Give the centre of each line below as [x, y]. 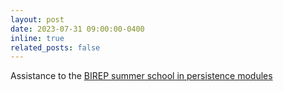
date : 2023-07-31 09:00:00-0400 [77, 29]
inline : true [37, 38]
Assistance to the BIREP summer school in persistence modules [141, 76]
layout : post [37, 19]
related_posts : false [55, 47]
